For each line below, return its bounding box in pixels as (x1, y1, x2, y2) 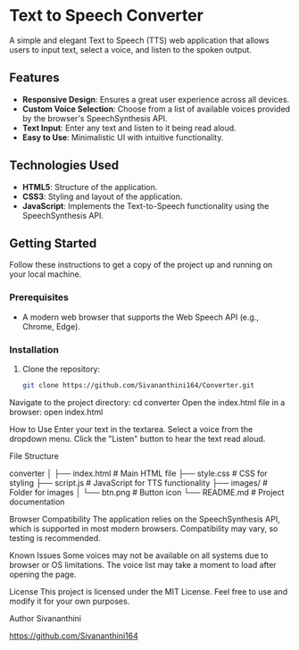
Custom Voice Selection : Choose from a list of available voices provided (21, 104, 291, 114)
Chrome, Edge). (21, 321, 80, 331)
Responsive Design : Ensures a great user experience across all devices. (21, 94, 290, 104)
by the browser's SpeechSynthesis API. (21, 112, 168, 123)
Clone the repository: (21, 363, 101, 374)
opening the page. (9, 569, 77, 579)
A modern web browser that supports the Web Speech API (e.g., (21, 312, 259, 322)
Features (9, 71, 60, 86)
